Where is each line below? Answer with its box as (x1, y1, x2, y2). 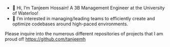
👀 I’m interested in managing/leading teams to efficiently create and (12, 16, 155, 21)
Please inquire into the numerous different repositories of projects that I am (5, 31, 163, 36)
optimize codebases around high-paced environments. (12, 21, 129, 27)
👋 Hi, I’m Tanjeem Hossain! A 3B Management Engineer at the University (12, 5, 165, 11)
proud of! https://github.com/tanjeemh (5, 36, 86, 42)
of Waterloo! (12, 10, 39, 16)
